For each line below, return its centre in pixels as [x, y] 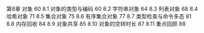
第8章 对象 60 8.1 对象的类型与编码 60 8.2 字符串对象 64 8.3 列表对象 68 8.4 [102, 9]
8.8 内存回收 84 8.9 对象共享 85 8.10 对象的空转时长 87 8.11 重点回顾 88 [96, 24]
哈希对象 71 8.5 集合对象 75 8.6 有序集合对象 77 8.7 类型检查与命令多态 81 [99, 16]
